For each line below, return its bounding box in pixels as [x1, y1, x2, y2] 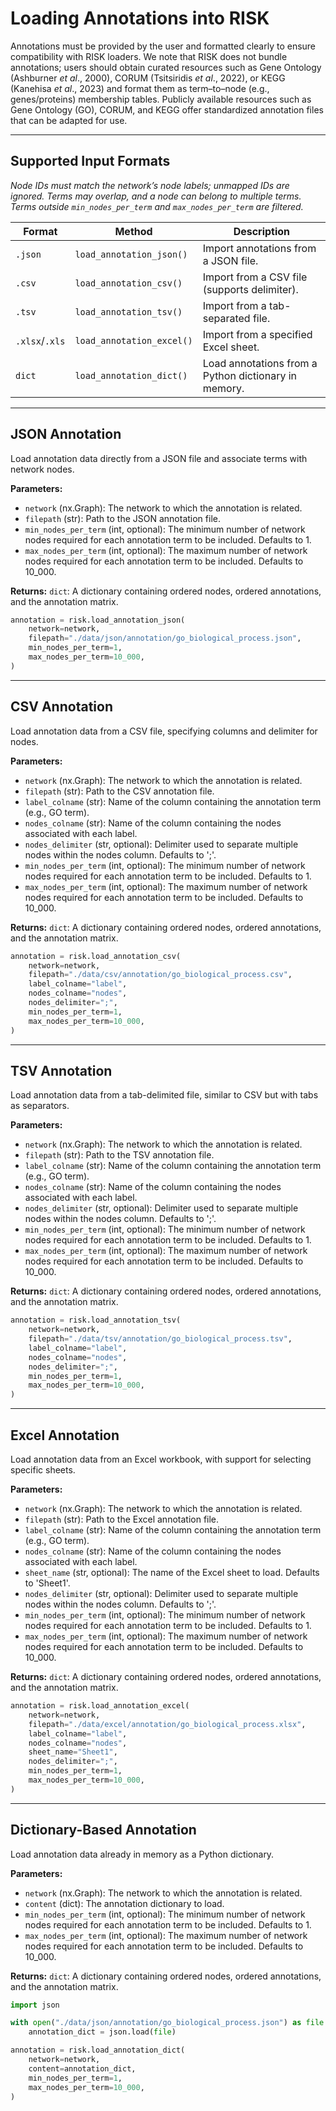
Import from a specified [202, 327, 313, 341]
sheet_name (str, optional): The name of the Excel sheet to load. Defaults [24, 1567, 320, 1578]
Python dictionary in [202, 368, 298, 382]
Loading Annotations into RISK [10, 7, 270, 30]
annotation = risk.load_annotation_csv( [10, 951, 182, 961]
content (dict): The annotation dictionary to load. [24, 1897, 225, 1909]
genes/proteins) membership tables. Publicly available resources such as [10, 93, 312, 105]
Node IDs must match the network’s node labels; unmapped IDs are [10, 179, 290, 191]
